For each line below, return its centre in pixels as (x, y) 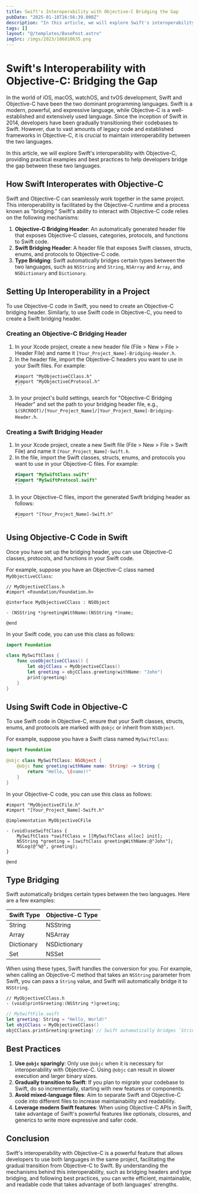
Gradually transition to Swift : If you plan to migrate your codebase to (99, 1082)
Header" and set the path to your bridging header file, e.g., (86, 404)
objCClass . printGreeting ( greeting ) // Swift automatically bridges (91, 1031)
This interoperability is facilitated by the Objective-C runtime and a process (98, 204)
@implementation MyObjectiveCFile (49, 820)
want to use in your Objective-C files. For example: (77, 464)
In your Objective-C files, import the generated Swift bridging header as (102, 497)
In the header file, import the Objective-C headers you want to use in (99, 359)
